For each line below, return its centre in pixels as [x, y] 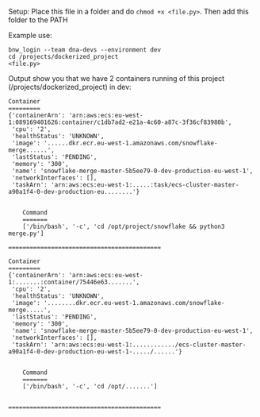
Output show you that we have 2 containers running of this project [117, 78]
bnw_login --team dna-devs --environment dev [84, 50]
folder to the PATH [38, 20]
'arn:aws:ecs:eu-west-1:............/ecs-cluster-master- [148, 345]
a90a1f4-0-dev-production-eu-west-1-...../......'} [95, 352]
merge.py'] [26, 234]
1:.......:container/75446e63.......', [74, 282]
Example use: [31, 35]
